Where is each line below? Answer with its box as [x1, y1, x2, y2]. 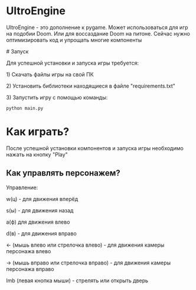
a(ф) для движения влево [6, 218, 70, 225]
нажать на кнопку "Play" [6, 151, 68, 158]
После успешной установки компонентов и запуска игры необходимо [6, 144, 184, 152]
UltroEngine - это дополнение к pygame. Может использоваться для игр [6, 24, 188, 31]
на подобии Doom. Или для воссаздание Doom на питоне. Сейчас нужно [6, 30, 190, 37]
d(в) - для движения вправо [6, 230, 77, 237]
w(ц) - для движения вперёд [6, 195, 79, 202]
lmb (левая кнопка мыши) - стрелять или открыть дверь [6, 277, 149, 284]
